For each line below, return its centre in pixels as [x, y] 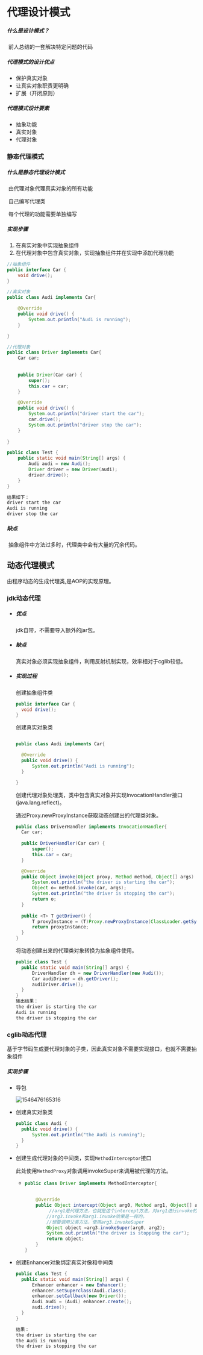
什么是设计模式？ [28, 30]
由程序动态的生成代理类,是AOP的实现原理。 [61, 581]
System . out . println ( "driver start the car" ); [87, 414]
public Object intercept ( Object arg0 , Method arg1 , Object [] [114, 1206]
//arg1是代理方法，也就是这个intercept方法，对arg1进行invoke [121, 1211]
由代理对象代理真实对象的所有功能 [50, 188]
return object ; [65, 1239]
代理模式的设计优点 [31, 61]
